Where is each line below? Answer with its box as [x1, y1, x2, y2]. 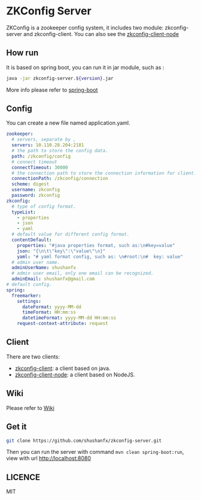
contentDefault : [11, 237, 52, 243]
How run [6, 48, 39, 58]
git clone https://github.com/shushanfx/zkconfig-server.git [6, 438, 162, 444]
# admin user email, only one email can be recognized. [11, 270, 154, 276]
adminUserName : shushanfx [11, 265, 77, 271]
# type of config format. [11, 203, 77, 209]
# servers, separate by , [11, 137, 77, 143]
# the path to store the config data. [11, 148, 109, 154]
